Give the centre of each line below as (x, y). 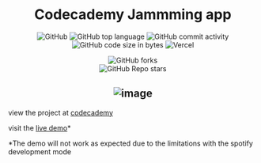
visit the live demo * (40, 127)
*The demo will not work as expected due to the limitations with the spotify (130, 143)
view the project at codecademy (61, 112)
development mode (40, 151)
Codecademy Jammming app (133, 15)
